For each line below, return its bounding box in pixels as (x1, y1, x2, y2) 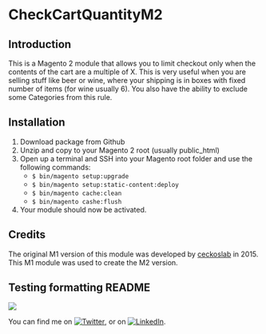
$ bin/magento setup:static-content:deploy (31, 181, 180, 189)
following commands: (19, 162, 91, 172)
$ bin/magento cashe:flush (31, 197, 122, 205)
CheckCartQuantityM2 (8, 6, 163, 24)
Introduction (8, 38, 72, 51)
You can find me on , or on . (8, 317, 166, 327)
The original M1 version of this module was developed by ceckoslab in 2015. (8, 249, 259, 259)
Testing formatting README (8, 281, 151, 295)
